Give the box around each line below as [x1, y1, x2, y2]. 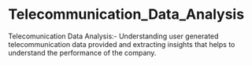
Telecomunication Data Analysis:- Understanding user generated [8, 31, 219, 41]
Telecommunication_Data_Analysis [8, 5, 245, 23]
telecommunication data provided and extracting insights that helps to [8, 39, 235, 49]
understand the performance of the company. [8, 48, 157, 57]
